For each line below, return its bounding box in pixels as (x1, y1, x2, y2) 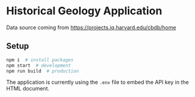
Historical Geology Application (6, 4, 163, 18)
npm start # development (6, 62, 71, 68)
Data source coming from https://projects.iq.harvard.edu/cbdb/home (6, 24, 176, 31)
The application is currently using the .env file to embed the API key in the (6, 79, 189, 86)
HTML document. (6, 85, 50, 92)
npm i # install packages (6, 57, 74, 63)
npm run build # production (6, 68, 79, 74)
